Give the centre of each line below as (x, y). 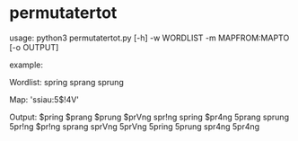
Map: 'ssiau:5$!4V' (44, 99)
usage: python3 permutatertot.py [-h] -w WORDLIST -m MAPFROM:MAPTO (149, 38)
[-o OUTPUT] (34, 47)
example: (26, 65)
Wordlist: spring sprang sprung (66, 82)
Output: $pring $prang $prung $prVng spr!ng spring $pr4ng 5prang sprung (149, 117)
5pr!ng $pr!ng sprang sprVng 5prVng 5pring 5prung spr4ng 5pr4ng (135, 126)
